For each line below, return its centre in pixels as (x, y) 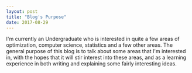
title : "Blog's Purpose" (36, 17)
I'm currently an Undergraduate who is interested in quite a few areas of (93, 39)
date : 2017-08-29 (27, 22)
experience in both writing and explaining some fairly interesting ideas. (92, 64)
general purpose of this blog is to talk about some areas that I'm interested (96, 51)
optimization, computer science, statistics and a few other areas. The (90, 45)
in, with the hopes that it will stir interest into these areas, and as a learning (96, 58)
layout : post (22, 11)
